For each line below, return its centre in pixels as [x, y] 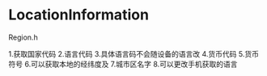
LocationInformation [79, 15]
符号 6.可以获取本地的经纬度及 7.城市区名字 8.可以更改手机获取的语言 [123, 64]
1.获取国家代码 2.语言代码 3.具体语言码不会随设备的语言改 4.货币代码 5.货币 [133, 53]
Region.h [23, 37]
